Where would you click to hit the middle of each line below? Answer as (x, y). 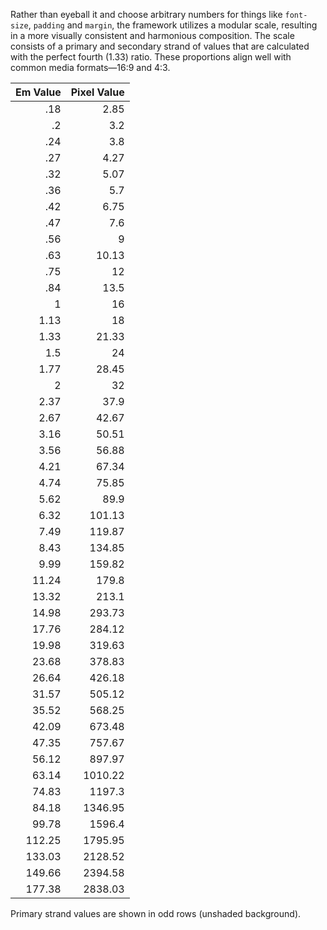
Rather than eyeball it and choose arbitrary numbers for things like (146, 14)
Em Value (38, 92)
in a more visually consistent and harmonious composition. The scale (152, 35)
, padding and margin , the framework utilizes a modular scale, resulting (173, 25)
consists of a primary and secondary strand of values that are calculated (160, 46)
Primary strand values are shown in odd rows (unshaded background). (156, 913)
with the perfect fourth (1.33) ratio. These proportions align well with (151, 57)
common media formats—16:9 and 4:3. (90, 67)
